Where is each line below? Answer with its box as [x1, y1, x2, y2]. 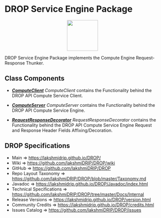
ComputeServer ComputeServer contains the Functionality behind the [11, 102, 156, 108]
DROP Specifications [4, 142, 70, 150]
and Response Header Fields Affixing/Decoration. [11, 127, 113, 133]
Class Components [4, 74, 65, 83]
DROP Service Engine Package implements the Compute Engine [4, 55, 135, 61]
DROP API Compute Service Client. [11, 93, 83, 98]
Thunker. [26, 60, 44, 66]
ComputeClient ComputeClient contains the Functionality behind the [11, 87, 152, 93]
